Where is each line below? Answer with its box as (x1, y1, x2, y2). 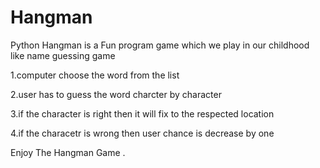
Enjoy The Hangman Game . (10, 146, 126, 158)
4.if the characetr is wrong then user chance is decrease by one (10, 127, 275, 139)
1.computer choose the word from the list (10, 69, 180, 81)
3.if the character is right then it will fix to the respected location (10, 107, 275, 120)
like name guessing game (10, 49, 116, 61)
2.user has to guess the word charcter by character (10, 88, 222, 100)
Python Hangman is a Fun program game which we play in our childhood (10, 39, 310, 51)
